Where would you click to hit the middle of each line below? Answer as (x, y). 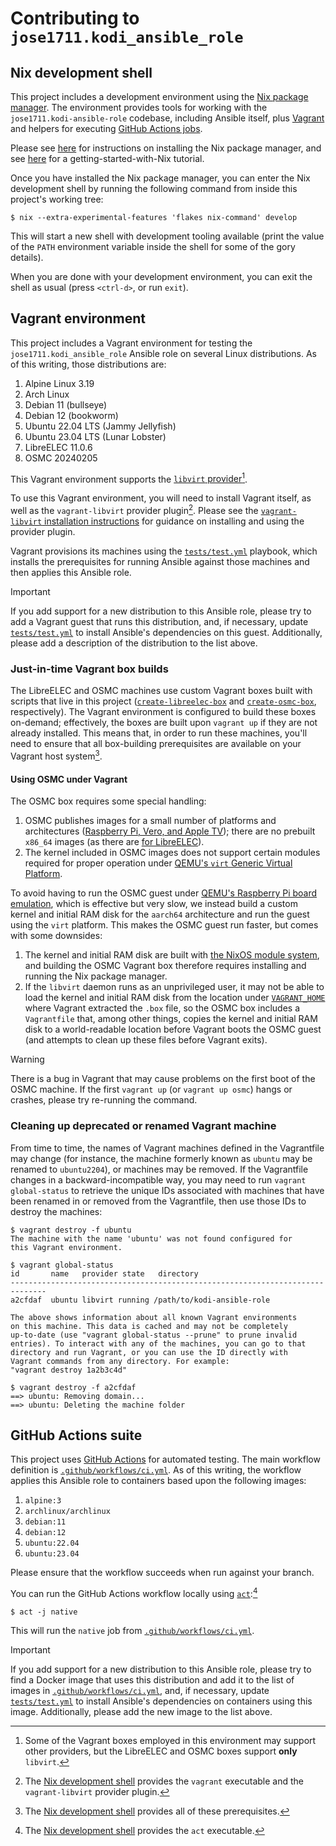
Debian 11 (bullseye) (66, 404)
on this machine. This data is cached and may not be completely (149, 1326)
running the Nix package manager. (96, 976)
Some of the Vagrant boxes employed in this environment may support (170, 1741)
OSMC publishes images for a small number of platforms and (150, 821)
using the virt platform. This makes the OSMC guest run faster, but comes (164, 925)
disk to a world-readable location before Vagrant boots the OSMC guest (173, 1029)
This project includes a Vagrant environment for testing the (131, 343)
